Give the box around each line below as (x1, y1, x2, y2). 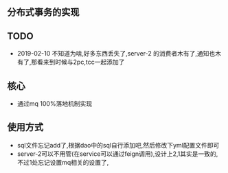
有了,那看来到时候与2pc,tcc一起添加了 (16, 58, 125, 67)
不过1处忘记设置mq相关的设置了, (16, 158, 109, 166)
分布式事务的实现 (7, 6, 80, 19)
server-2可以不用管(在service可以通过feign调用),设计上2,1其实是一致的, (16, 150, 218, 158)
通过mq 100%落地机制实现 (16, 100, 93, 108)
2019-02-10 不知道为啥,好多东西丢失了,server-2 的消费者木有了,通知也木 (16, 49, 222, 58)
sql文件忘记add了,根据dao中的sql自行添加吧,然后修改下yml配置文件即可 (16, 141, 220, 149)
